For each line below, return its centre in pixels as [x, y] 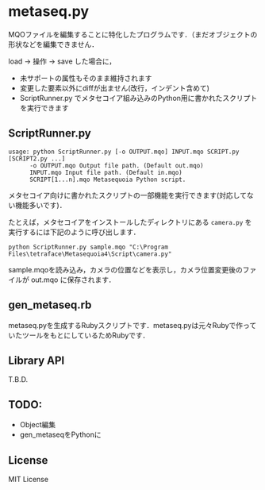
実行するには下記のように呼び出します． [74, 232]
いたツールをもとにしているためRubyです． [79, 335]
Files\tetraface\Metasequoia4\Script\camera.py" [90, 254]
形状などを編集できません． [54, 44]
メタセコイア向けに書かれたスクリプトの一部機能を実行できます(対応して [128, 195]
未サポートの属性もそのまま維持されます [86, 78]
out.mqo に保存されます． [73, 280]
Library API [36, 360]
